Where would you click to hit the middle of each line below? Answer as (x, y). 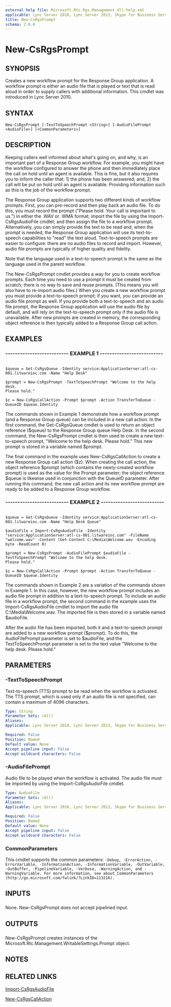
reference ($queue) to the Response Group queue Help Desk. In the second (85, 430)
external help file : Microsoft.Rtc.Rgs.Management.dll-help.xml (75, 10)
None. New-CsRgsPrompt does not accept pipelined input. (67, 908)
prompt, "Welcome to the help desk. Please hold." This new (90, 441)
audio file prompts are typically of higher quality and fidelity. (68, 249)
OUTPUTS (22, 924)
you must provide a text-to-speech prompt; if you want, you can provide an (84, 296)
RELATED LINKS (31, 977)
